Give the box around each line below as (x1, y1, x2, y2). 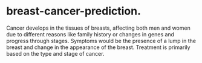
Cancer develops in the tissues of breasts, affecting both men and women (6, 24, 191, 31)
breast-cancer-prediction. (6, 4, 141, 18)
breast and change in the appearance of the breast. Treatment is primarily (6, 44, 191, 51)
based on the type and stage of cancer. (6, 50, 105, 57)
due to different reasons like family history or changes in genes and (6, 30, 174, 38)
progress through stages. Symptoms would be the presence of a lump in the (6, 37, 197, 44)
